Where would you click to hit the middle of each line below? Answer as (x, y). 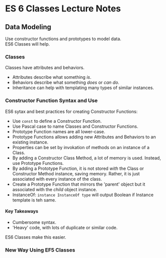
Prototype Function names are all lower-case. (59, 131)
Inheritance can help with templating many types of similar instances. (83, 88)
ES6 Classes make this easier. (36, 237)
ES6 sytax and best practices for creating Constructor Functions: (71, 111)
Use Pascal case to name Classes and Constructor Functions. (75, 126)
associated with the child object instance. (55, 189)
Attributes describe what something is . (52, 77)
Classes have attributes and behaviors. (45, 68)
